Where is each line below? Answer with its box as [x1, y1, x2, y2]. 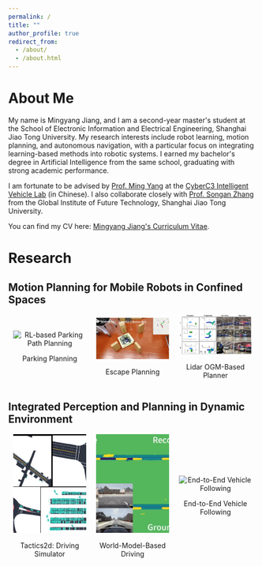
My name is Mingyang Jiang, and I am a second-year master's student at [8, 115, 246, 125]
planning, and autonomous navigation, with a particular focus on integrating [8, 141, 254, 150]
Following [200, 508, 231, 517]
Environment [8, 413, 73, 426]
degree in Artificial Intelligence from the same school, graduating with [8, 157, 235, 167]
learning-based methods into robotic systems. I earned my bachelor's [8, 148, 235, 158]
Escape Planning [105, 367, 160, 377]
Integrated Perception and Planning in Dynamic [8, 400, 245, 414]
